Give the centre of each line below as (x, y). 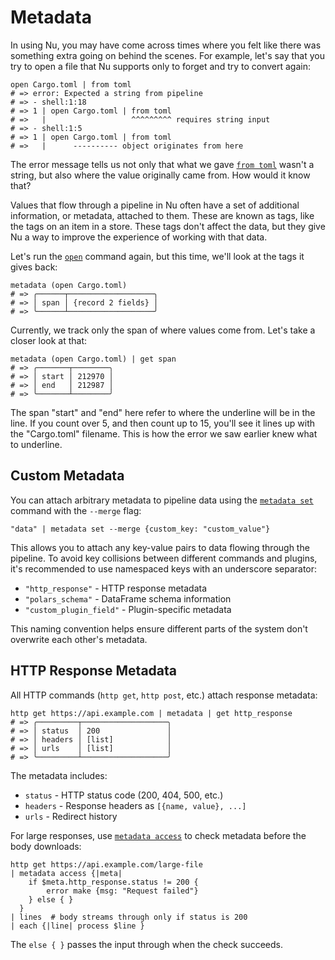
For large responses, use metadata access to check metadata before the (158, 835)
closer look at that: (49, 340)
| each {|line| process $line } (77, 926)
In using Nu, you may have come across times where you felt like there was (166, 45)
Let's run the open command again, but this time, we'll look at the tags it (157, 256)
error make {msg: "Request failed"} (122, 891)
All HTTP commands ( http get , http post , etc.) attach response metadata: (164, 695)
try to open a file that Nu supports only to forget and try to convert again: (161, 66)
